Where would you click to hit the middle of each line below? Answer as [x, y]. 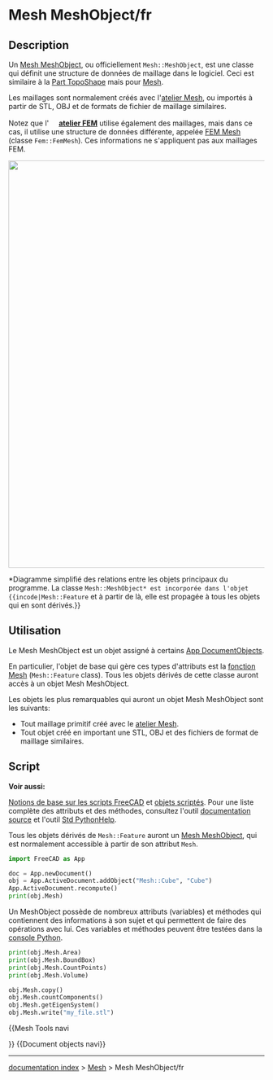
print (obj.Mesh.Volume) [49, 975]
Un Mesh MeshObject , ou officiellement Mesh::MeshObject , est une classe [131, 64]
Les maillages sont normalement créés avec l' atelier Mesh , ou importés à [131, 98]
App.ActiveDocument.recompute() [63, 889]
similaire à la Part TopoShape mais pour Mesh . [86, 82]
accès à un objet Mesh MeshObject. [69, 683]
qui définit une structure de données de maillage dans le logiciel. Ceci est [131, 73]
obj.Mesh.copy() [36, 990]
